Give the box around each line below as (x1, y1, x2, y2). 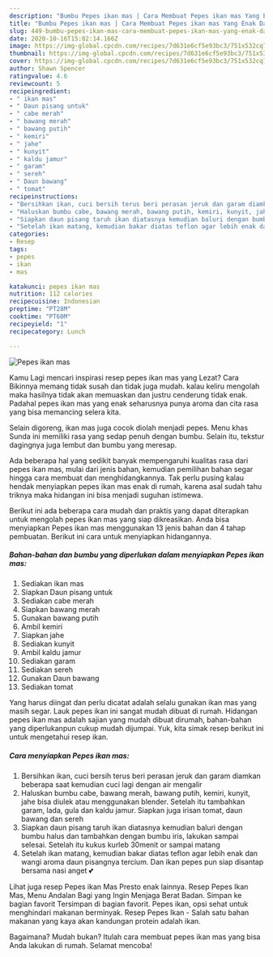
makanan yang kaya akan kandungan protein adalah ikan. (9, 917, 201, 926)
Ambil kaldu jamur (20, 648, 82, 657)
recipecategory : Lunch (9, 327, 86, 336)
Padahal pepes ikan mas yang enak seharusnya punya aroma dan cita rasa (9, 398, 258, 408)
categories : (9, 230, 49, 239)
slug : (9, 27, 28, 35)
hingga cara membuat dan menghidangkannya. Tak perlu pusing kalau (9, 473, 245, 483)
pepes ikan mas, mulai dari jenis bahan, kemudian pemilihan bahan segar (9, 464, 254, 474)
